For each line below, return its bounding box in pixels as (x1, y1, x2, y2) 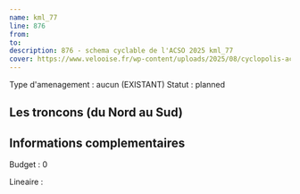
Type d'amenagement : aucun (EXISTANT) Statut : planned (9, 80, 226, 89)
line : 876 (9, 21, 46, 30)
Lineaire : (9, 176, 44, 188)
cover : (9, 55, 34, 63)
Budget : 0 (9, 159, 48, 170)
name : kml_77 (9, 13, 58, 22)
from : (9, 30, 29, 38)
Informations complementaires (9, 135, 186, 150)
